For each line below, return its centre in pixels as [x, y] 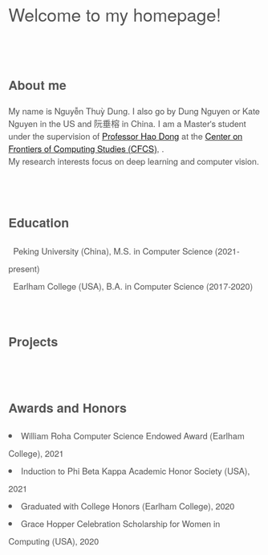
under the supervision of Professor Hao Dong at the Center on [126, 136]
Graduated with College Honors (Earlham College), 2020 [128, 506]
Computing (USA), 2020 [54, 541]
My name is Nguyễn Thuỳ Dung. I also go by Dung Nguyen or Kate [134, 111]
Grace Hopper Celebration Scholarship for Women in [121, 523]
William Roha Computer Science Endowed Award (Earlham [133, 436]
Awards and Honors [67, 407]
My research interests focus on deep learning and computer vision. [134, 161]
